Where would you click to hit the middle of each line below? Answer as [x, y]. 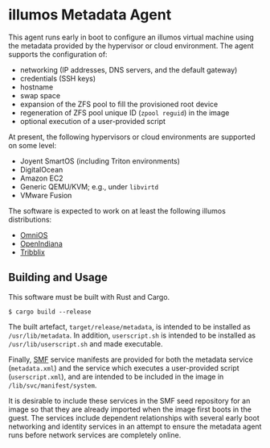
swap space [40, 95]
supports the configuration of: [58, 54]
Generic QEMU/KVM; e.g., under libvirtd [89, 186]
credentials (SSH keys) [58, 78]
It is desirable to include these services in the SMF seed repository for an [129, 400]
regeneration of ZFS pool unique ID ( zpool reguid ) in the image [125, 112]
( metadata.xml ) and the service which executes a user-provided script [124, 367]
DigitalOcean [41, 169]
